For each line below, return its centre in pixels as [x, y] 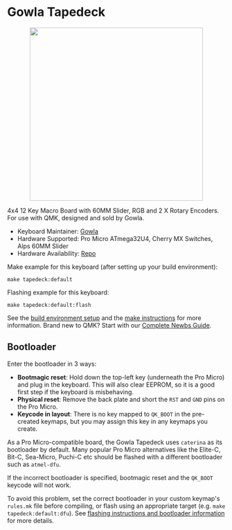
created [28, 421]
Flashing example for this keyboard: [58, 292]
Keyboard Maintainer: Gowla [58, 231]
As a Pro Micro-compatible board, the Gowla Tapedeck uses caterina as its [115, 442]
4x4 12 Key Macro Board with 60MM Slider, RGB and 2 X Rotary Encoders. [113, 210]
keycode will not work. [39, 485]
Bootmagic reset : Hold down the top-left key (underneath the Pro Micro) [121, 377]
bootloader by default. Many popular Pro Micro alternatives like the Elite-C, [114, 449]
